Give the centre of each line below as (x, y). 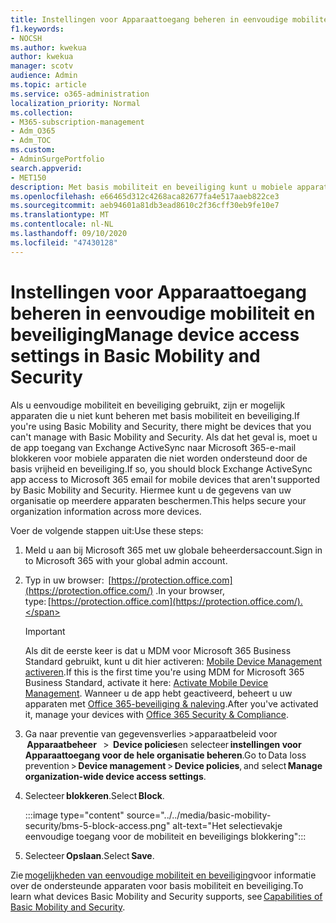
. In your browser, (190, 590)
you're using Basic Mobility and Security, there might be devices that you (161, 426)
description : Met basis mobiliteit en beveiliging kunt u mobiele (151, 187)
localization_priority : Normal (75, 103)
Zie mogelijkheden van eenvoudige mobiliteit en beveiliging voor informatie (163, 875)
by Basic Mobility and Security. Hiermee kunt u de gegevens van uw (151, 490)
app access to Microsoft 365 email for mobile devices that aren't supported (165, 479)
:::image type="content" (74, 815)
